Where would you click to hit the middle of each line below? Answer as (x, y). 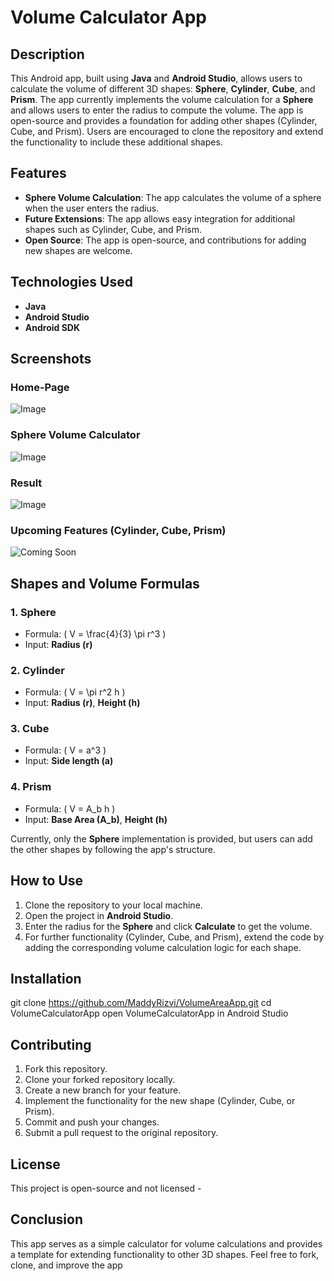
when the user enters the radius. (92, 208)
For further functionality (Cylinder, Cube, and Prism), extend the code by (174, 937)
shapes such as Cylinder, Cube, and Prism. (113, 229)
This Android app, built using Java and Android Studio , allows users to (156, 78)
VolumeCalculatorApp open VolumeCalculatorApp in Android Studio (149, 1013)
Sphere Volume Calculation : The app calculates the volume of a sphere (173, 197)
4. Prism (31, 787)
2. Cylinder (37, 670)
